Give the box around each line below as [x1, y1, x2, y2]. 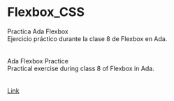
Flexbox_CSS [7, 4, 85, 20]
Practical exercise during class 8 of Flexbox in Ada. [7, 64, 155, 72]
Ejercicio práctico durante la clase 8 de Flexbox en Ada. [7, 34, 168, 42]
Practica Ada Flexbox [7, 27, 68, 36]
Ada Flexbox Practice [7, 56, 68, 65]
